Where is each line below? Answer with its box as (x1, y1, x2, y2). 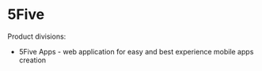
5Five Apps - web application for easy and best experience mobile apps (18, 47, 254, 56)
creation (18, 55, 47, 65)
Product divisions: (7, 32, 66, 41)
